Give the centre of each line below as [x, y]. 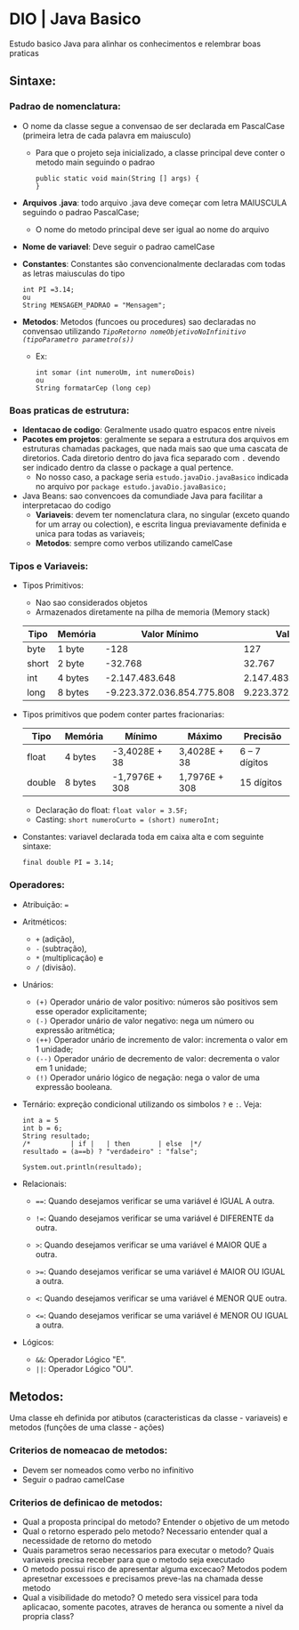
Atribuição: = [45, 904]
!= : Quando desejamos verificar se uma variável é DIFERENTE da [154, 1218]
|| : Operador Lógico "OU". [84, 1368]
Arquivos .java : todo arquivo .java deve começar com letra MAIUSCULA [154, 202]
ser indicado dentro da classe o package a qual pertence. [128, 467]
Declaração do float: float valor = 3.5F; [112, 811]
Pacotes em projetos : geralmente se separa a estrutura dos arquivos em [155, 439]
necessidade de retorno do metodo [87, 1540]
